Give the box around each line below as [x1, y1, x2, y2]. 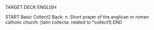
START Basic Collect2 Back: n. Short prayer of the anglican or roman [5, 14, 149, 19]
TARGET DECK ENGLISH [5, 4, 57, 10]
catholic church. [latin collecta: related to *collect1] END [5, 19, 122, 25]
